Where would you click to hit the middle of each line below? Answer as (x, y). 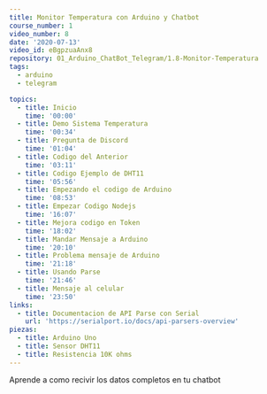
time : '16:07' (51, 214)
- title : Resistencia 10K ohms (75, 354)
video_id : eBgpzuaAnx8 (51, 50)
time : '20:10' (51, 247)
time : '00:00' (51, 116)
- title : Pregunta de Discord (72, 141)
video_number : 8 (39, 34)
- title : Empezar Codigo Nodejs (77, 206)
